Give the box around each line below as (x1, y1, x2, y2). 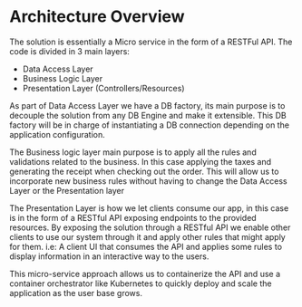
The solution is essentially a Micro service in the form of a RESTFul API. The (9, 36, 293, 47)
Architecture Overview (9, 6, 185, 27)
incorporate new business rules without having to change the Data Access (9, 175, 287, 187)
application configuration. (9, 129, 106, 139)
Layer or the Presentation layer (9, 185, 125, 196)
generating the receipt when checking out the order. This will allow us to (9, 166, 279, 177)
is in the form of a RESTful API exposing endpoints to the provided (9, 212, 257, 223)
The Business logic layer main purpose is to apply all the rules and (9, 147, 257, 158)
